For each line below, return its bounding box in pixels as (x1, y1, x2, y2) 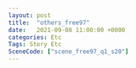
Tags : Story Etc (8, 41, 62, 48)
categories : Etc (8, 33, 62, 41)
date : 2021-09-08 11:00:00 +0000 (8, 26, 126, 34)
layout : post (8, 11, 51, 20)
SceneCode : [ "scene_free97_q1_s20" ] (8, 48, 129, 55)
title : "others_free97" (8, 19, 90, 27)
